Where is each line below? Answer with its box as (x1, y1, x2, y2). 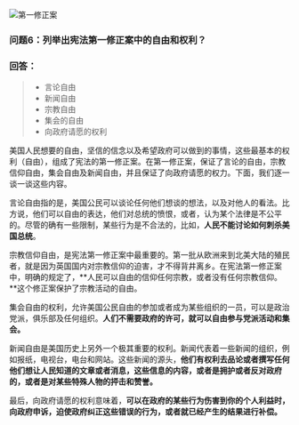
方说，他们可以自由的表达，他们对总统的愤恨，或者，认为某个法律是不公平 (9, 209, 282, 220)
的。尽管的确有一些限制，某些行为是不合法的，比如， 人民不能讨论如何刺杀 (9, 220, 282, 230)
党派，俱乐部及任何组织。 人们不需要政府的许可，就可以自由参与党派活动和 (9, 313, 282, 324)
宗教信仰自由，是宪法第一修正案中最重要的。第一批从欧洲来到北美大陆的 (9, 250, 274, 261)
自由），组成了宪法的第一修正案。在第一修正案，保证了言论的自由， (24, 156, 271, 167)
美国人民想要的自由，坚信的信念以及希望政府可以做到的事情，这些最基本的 (9, 145, 282, 156)
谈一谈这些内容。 (9, 179, 72, 189)
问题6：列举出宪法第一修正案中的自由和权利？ (9, 34, 207, 46)
